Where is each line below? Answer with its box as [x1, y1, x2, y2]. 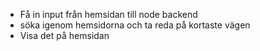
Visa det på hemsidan [19, 30, 110, 41]
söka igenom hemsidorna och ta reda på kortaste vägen [19, 19, 251, 31]
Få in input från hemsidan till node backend [19, 9, 198, 20]
